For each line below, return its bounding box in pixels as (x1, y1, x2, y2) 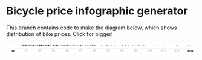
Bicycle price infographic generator (6, 4, 189, 18)
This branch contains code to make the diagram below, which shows (6, 24, 177, 31)
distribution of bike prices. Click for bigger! (6, 30, 113, 37)
